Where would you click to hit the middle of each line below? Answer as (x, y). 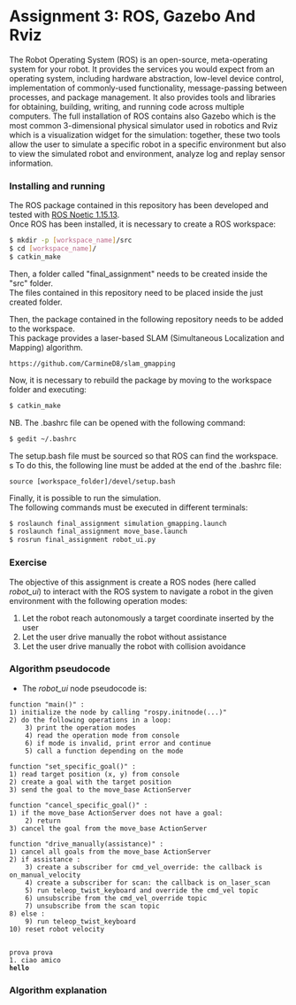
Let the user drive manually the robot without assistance (124, 637)
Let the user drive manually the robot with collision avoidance (134, 646)
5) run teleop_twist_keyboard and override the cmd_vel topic (142, 890)
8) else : (27, 914)
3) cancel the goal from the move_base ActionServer (108, 828)
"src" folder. (31, 283)
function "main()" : (47, 704)
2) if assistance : (45, 859)
